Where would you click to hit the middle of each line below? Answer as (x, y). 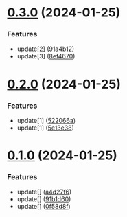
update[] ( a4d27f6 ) (44, 192)
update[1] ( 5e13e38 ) (45, 128)
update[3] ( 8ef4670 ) (46, 56)
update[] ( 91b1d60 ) (44, 199)
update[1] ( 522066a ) (46, 120)
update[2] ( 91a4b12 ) (46, 49)
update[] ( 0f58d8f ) (44, 207)
